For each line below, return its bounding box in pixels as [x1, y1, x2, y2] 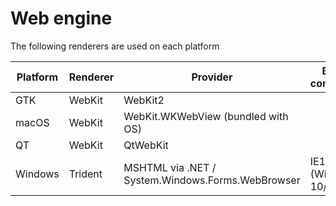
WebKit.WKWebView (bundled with [123, 109, 289, 123]
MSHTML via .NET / [123, 160, 217, 174]
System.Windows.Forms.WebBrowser [123, 173, 301, 187]
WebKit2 [123, 93, 165, 107]
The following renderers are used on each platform [10, 40, 220, 52]
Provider [191, 70, 233, 84]
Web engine [10, 7, 113, 30]
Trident [68, 167, 103, 181]
